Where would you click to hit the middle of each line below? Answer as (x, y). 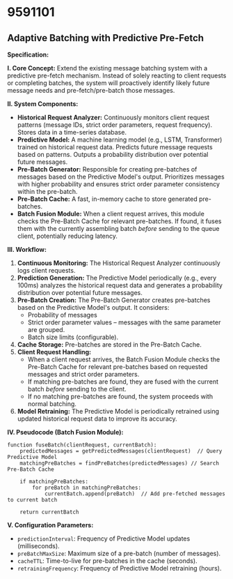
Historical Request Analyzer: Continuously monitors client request (113, 117)
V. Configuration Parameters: (50, 525)
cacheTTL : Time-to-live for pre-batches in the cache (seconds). (107, 561)
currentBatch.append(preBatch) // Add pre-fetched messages (135, 494)
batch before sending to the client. (77, 389)
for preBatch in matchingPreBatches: (87, 488)
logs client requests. (46, 270)
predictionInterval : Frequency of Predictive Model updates (104, 539)
